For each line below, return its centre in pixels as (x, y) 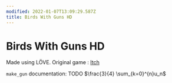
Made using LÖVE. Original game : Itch (53, 62)
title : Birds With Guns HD (39, 17)
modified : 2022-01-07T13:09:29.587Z (51, 11)
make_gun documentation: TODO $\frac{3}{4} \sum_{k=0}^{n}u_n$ (86, 74)
